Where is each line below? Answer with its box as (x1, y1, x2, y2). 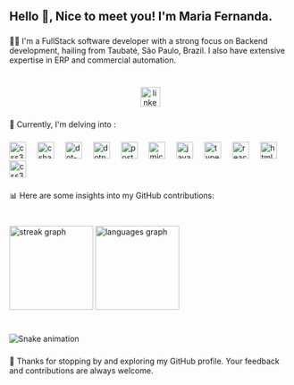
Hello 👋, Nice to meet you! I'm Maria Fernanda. (9, 9, 273, 24)
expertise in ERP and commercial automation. (9, 55, 177, 65)
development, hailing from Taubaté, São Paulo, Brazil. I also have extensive (9, 46, 286, 56)
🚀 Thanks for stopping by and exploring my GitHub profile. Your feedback (9, 355, 280, 366)
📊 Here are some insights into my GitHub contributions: (9, 190, 214, 201)
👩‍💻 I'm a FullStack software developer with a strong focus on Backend (9, 36, 268, 47)
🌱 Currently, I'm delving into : (9, 119, 116, 130)
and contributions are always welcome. (9, 364, 154, 376)
